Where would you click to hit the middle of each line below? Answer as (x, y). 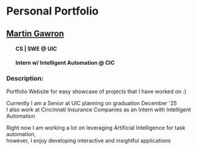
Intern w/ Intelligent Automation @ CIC (65, 62)
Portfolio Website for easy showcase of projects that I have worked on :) (96, 91)
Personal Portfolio (52, 11)
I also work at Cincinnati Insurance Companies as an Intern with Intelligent (98, 109)
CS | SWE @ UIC (36, 49)
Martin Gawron (35, 34)
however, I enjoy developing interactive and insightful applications (88, 141)
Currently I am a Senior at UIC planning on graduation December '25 (92, 103)
